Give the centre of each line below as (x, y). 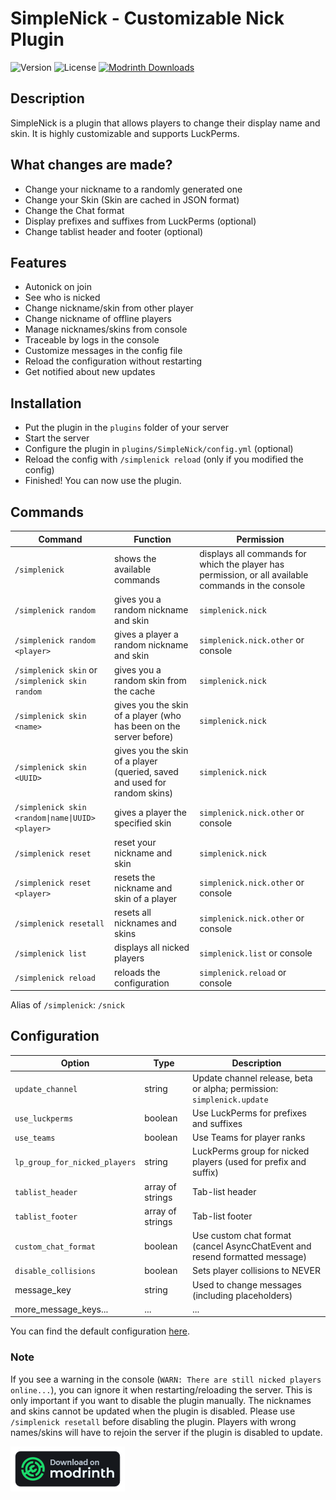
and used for (140, 782)
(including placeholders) (242, 1295)
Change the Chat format (74, 210)
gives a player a (146, 634)
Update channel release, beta (252, 1078)
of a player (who (148, 715)
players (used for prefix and (249, 1162)
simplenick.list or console (256, 953)
